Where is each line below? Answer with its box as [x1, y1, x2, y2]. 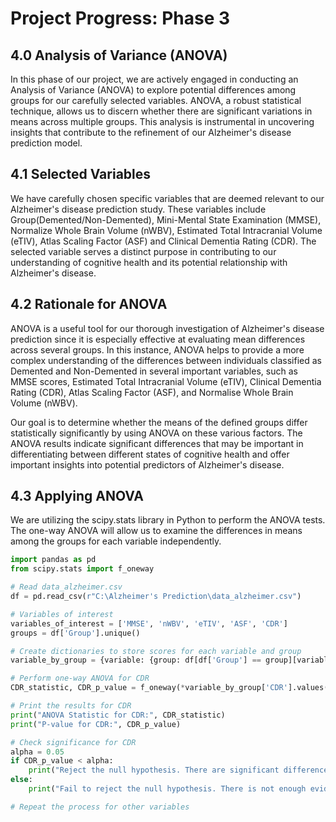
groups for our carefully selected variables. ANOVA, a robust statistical [10, 95, 302, 106]
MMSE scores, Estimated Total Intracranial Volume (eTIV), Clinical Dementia [10, 375, 322, 387]
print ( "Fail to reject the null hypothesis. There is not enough [28, 784, 307, 794]
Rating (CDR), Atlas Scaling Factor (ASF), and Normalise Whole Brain [10, 386, 294, 398]
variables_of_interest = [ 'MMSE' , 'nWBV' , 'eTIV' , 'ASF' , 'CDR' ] [10, 618, 288, 629]
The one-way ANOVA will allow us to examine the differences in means [10, 525, 303, 537]
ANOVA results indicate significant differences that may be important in [10, 437, 304, 449]
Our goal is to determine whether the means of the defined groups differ [10, 416, 308, 428]
